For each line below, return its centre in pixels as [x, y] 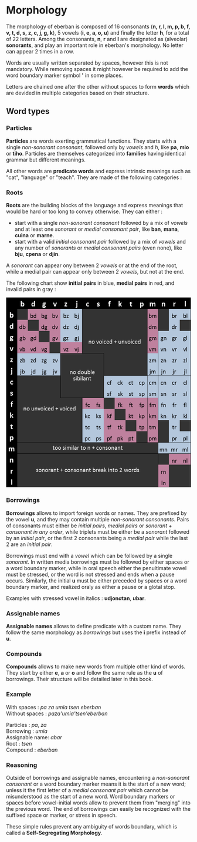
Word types [28, 111]
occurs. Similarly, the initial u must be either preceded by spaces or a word [96, 580]
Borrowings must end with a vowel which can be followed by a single [89, 555]
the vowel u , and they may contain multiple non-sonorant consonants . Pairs [98, 519]
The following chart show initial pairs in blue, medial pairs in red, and [90, 283]
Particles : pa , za [26, 725]
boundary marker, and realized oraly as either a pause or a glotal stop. [91, 587]
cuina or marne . [34, 235]
